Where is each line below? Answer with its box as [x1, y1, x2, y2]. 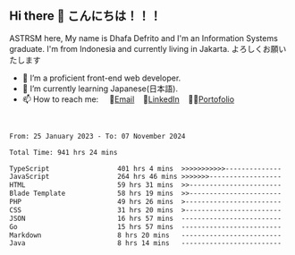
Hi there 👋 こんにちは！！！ [9, 8, 162, 24]
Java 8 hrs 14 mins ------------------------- [9, 239, 282, 248]
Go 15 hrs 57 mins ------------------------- [9, 222, 282, 231]
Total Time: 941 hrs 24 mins [9, 148, 118, 157]
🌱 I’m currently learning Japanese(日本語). [21, 83, 179, 94]
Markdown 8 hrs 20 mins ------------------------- [9, 231, 282, 240]
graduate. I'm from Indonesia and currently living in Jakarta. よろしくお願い [9, 43, 287, 54]
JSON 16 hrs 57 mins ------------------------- [9, 214, 282, 223]
